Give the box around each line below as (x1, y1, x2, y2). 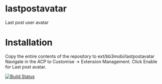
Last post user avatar (5, 19, 49, 25)
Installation (5, 37, 53, 48)
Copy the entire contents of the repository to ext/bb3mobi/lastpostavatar (5, 53, 155, 59)
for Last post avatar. (5, 64, 46, 70)
